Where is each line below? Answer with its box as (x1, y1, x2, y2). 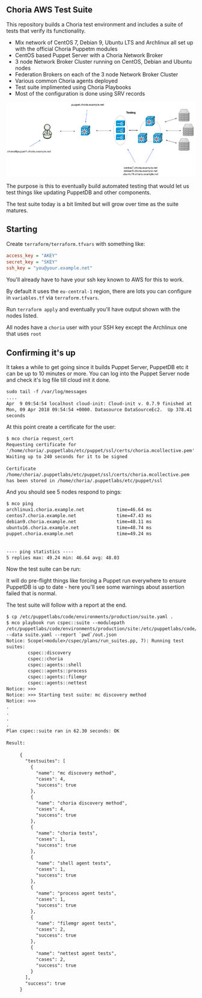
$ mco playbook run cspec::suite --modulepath (6, 620, 125, 626)
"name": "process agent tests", (35, 890, 117, 896)
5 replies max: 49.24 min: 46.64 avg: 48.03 (6, 555, 120, 561)
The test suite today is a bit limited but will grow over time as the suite (6, 200, 179, 207)
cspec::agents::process (28, 668, 87, 674)
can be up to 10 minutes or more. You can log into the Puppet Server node (6, 370, 190, 378)
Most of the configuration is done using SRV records (14, 90, 145, 97)
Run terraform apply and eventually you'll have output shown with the (6, 306, 180, 313)
